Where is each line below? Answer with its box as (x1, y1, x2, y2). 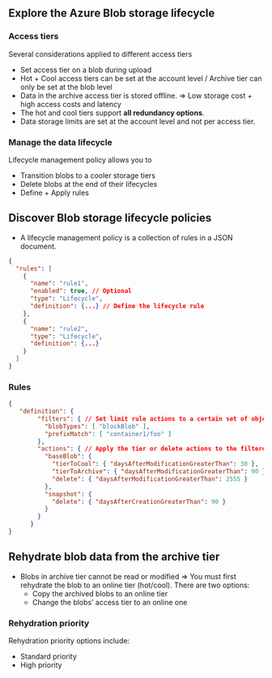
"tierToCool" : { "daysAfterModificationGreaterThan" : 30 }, (51, 460, 259, 468)
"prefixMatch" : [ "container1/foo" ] (44, 430, 172, 438)
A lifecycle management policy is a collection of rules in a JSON (19, 232, 233, 242)
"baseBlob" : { (44, 452, 92, 460)
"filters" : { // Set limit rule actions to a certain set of (37, 414, 249, 423)
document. (19, 241, 57, 251)
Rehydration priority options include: (8, 636, 130, 646)
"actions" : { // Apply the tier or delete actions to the (37, 445, 237, 453)
